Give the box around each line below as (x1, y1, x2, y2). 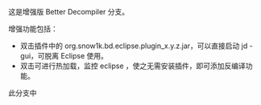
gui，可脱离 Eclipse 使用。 (19, 51, 109, 60)
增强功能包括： (8, 24, 58, 34)
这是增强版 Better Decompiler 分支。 (8, 7, 130, 16)
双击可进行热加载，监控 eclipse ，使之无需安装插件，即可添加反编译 (19, 61, 246, 71)
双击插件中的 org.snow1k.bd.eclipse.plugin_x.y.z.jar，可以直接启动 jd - (19, 41, 254, 50)
